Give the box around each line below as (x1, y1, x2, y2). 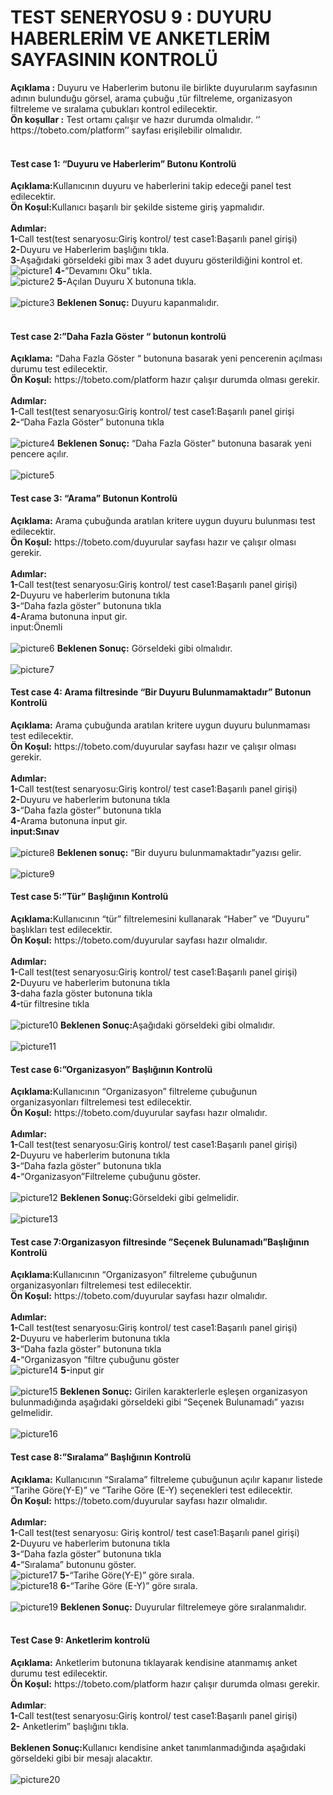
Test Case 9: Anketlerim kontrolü (10, 1634, 150, 1646)
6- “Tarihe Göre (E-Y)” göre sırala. (59, 1579, 198, 1591)
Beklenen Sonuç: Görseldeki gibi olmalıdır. (56, 642, 233, 654)
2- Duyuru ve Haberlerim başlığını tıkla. (10, 244, 170, 256)
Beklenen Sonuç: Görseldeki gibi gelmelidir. (59, 1192, 240, 1204)
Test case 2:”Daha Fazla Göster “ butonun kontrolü (10, 330, 227, 342)
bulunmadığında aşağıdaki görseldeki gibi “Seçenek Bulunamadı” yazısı (10, 1396, 305, 1408)
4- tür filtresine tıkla (10, 997, 90, 1010)
